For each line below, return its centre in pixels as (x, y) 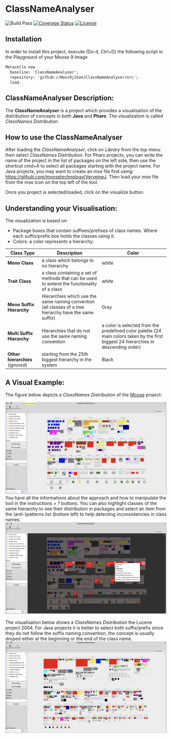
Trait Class (19, 281)
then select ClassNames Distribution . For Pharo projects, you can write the (84, 155)
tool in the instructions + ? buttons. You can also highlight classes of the (81, 503)
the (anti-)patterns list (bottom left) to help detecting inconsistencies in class (86, 514)
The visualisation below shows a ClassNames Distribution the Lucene (79, 622)
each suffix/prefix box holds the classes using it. (64, 236)
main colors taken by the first (132, 336)
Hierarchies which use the (69, 296)
